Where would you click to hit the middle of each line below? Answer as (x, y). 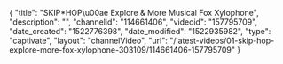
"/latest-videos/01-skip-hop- (222, 40)
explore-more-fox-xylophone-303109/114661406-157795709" (122, 50)
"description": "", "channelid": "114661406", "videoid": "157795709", (134, 22)
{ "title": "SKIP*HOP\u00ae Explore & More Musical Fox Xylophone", (134, 13)
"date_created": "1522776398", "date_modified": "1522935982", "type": (140, 31)
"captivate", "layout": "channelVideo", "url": (89, 40)
